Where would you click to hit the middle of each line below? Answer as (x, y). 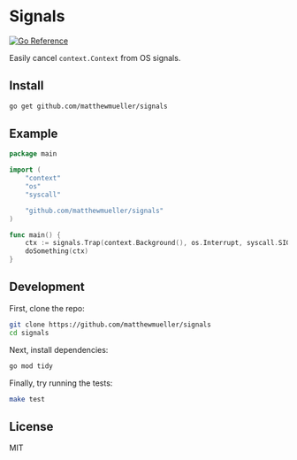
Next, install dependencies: (59, 349)
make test (27, 399)
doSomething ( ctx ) (57, 251)
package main (33, 154)
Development (47, 287)
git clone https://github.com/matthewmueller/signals (110, 325)
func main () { (35, 235)
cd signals (29, 333)
